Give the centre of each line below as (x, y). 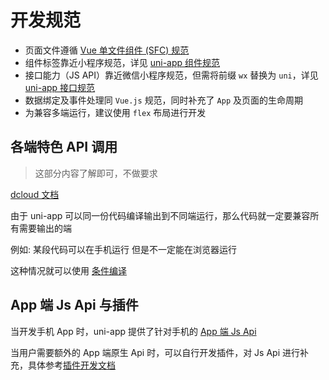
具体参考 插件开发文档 (71, 365)
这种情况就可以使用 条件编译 (68, 270)
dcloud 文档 (35, 194)
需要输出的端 (45, 228)
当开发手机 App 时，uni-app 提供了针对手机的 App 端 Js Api (133, 331)
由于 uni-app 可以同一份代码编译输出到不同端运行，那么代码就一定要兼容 (160, 215)
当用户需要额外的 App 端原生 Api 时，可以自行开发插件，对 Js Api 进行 (155, 352)
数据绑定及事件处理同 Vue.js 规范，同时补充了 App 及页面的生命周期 (163, 100)
